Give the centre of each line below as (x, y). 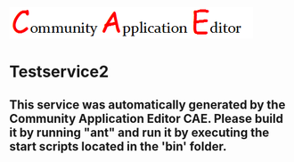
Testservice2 (59, 72)
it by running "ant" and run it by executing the (139, 132)
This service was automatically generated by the (147, 105)
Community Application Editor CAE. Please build (146, 118)
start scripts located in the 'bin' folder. (118, 146)
